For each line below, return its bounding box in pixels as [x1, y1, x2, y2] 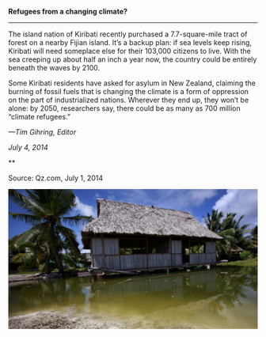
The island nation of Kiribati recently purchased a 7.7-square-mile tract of [8, 29, 248, 39]
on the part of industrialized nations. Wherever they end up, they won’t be [8, 95, 249, 104]
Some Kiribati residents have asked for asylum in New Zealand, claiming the [8, 78, 256, 88]
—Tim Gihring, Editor [8, 127, 77, 137]
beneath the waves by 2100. [8, 63, 101, 72]
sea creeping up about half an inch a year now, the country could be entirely [8, 55, 257, 64]
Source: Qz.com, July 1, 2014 [8, 173, 104, 183]
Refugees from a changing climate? [8, 7, 128, 16]
